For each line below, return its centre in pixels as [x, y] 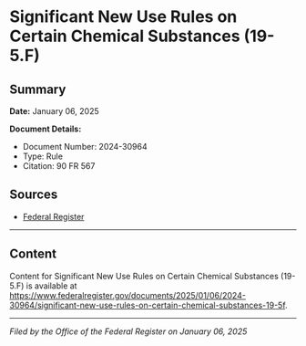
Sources [34, 195]
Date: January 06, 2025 [54, 111]
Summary [38, 89]
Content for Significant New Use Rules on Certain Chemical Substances [144, 276]
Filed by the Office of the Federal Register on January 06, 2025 [128, 331]
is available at [51, 286]
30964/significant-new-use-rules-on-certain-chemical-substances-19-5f [148, 305]
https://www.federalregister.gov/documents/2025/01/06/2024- [127, 295]
